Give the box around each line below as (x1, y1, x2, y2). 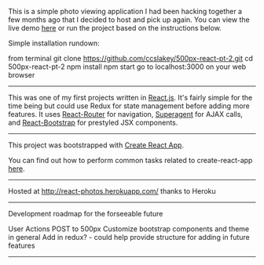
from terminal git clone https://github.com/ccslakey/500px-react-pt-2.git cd (8, 54, 254, 63)
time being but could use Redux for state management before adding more (8, 101, 250, 111)
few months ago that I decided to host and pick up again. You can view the (8, 15, 250, 24)
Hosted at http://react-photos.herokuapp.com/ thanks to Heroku (8, 187, 216, 195)
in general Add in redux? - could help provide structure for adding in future (8, 233, 250, 241)
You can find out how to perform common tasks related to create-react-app (8, 156, 253, 165)
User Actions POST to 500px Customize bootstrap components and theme (8, 224, 250, 234)
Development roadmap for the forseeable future (8, 209, 163, 218)
